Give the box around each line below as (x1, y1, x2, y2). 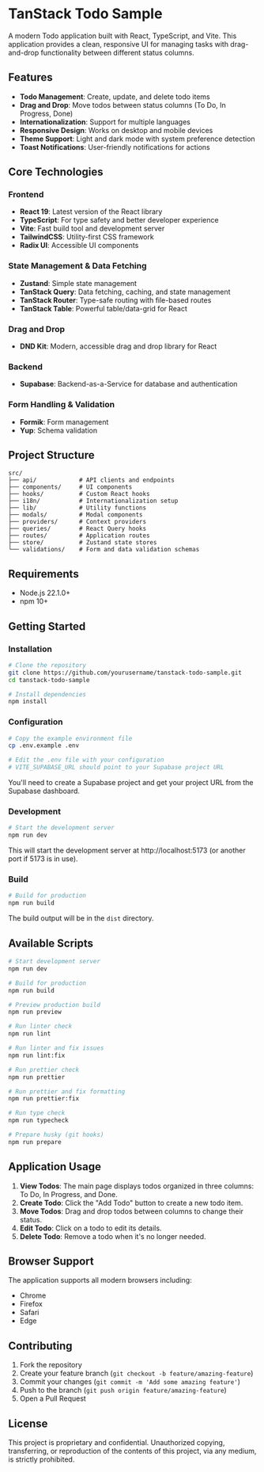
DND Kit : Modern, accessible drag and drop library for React (19, 341, 217, 351)
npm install (8, 698, 47, 706)
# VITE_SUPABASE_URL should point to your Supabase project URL (8, 764, 224, 772)
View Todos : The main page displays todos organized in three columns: (19, 1181, 255, 1191)
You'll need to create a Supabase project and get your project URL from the (8, 778, 254, 787)
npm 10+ (19, 597, 49, 606)
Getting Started (8, 620, 86, 633)
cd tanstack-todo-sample (8, 676, 90, 684)
